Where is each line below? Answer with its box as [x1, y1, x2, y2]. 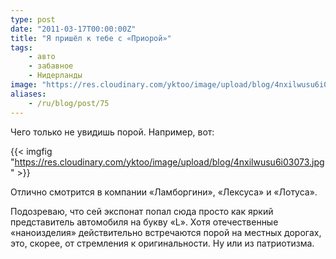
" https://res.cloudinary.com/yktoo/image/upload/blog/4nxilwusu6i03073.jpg [10, 156, 325, 168]
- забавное [28, 61, 74, 71]
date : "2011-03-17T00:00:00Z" [10, 24, 137, 34]
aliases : [10, 89, 47, 99]
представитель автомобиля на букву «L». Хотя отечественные [10, 216, 279, 228]
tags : [10, 42, 33, 53]
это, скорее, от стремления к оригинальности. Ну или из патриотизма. [10, 237, 315, 249]
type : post [10, 14, 56, 25]
